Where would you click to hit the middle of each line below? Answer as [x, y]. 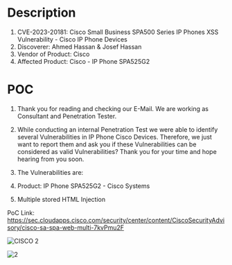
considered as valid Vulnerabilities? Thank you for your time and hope [117, 151]
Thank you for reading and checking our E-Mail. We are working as [113, 108]
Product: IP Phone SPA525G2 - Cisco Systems [83, 186]
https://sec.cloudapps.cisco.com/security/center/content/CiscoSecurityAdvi [116, 220]
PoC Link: [21, 212]
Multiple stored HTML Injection [61, 199]
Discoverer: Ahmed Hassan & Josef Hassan [79, 46]
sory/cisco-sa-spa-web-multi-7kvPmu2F [66, 228]
